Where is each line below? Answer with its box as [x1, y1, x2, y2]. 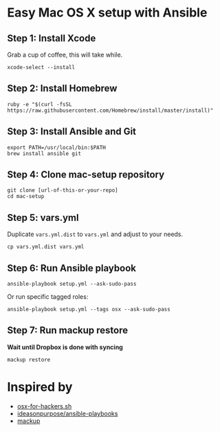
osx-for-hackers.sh [16, 402, 72, 410]
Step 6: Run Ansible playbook [7, 262, 136, 274]
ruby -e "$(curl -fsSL [7, 101, 72, 108]
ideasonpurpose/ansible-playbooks [16, 409, 118, 418]
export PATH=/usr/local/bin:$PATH [7, 144, 107, 151]
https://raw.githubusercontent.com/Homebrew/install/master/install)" [7, 107, 214, 114]
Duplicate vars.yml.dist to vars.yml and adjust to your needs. [7, 230, 184, 239]
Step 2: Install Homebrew [7, 83, 118, 95]
